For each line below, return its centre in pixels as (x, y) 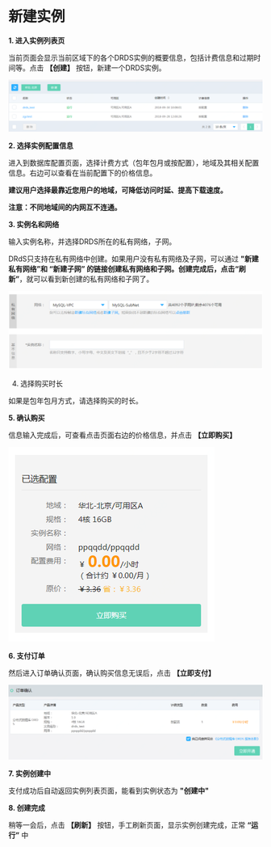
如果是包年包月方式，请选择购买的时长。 (75, 401)
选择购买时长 (41, 384)
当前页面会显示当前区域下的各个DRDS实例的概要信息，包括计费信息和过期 (131, 57)
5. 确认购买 (27, 418)
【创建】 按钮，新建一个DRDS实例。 (106, 67)
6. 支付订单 (27, 656)
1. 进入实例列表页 (37, 40)
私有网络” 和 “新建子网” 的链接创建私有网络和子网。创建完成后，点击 (122, 269)
